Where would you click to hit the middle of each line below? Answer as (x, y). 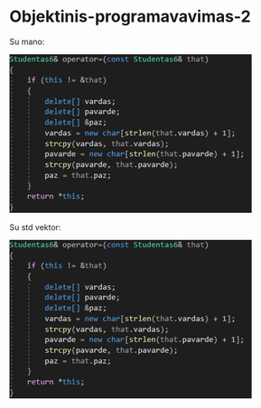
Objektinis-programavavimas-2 (130, 17)
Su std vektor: (35, 227)
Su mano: (27, 42)
